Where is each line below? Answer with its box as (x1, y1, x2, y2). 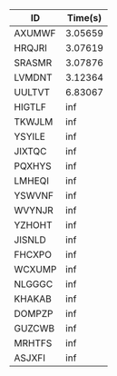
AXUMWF (14, 27, 56, 39)
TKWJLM (14, 115, 54, 128)
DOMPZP (14, 308, 54, 320)
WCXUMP (14, 263, 57, 275)
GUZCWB (14, 322, 55, 334)
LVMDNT (14, 72, 53, 84)
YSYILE (14, 131, 45, 143)
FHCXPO (14, 249, 53, 261)
